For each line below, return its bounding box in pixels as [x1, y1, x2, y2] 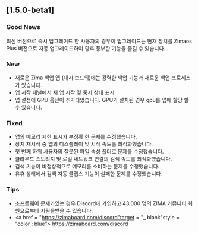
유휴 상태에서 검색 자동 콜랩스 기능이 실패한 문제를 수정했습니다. [14, 170, 162, 177]
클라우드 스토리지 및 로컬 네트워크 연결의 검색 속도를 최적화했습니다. [14, 155, 172, 162]
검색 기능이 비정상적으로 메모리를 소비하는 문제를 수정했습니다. [14, 163, 160, 170]
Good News [6, 23, 40, 31]
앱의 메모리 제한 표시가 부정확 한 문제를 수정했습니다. [14, 133, 137, 141]
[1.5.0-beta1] [6, 5, 55, 15]
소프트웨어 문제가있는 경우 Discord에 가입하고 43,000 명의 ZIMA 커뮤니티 [14, 199, 187, 207]
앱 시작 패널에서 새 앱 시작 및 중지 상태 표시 [14, 89, 115, 96]
